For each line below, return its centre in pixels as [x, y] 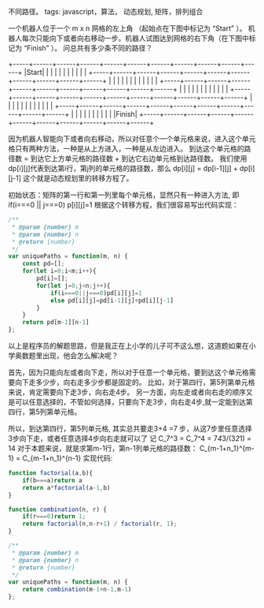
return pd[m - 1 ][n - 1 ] [56, 323]
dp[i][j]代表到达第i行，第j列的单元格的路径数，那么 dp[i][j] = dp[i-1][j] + [123, 168]
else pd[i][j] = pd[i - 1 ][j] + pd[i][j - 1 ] [112, 300]
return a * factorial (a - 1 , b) [66, 487]
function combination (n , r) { [58, 509]
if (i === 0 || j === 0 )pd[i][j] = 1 [96, 293]
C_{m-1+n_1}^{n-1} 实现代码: [68, 458]
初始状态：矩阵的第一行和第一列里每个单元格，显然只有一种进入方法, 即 [124, 195]
